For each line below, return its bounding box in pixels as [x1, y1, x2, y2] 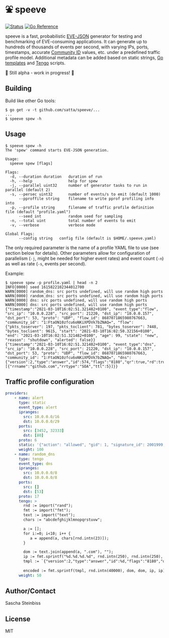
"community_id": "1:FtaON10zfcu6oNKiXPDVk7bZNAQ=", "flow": [5, 320, 134, 325]
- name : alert [14, 395, 44, 401]
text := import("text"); [23, 513, 75, 518]
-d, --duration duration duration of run [10, 174, 102, 179]
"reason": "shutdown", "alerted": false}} [5, 337, 96, 342]
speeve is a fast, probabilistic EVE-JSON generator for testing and [5, 33, 142, 39]
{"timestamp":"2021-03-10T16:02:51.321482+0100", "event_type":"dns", [5, 342, 156, 347]
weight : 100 [18, 447, 44, 452]
